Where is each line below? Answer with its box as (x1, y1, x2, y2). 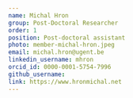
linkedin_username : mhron (8, 56, 93, 64)
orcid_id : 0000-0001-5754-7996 (8, 63, 112, 71)
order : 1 (8, 26, 37, 34)
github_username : (8, 70, 66, 78)
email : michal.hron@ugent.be (8, 48, 104, 56)
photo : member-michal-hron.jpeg (8, 41, 115, 49)
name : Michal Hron (8, 11, 69, 20)
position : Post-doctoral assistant (8, 33, 126, 42)
